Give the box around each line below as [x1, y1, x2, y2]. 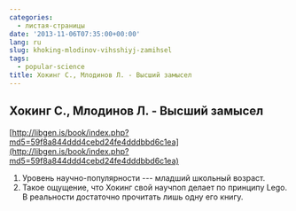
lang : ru [9, 37, 42, 47]
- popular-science [17, 63, 86, 72]
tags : [9, 54, 29, 63]
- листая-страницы [17, 21, 86, 30]
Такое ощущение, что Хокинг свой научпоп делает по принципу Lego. [21, 182, 288, 192]
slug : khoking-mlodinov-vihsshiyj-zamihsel [9, 46, 173, 55]
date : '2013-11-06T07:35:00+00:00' [9, 29, 141, 38]
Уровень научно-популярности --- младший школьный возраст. [21, 172, 266, 183]
